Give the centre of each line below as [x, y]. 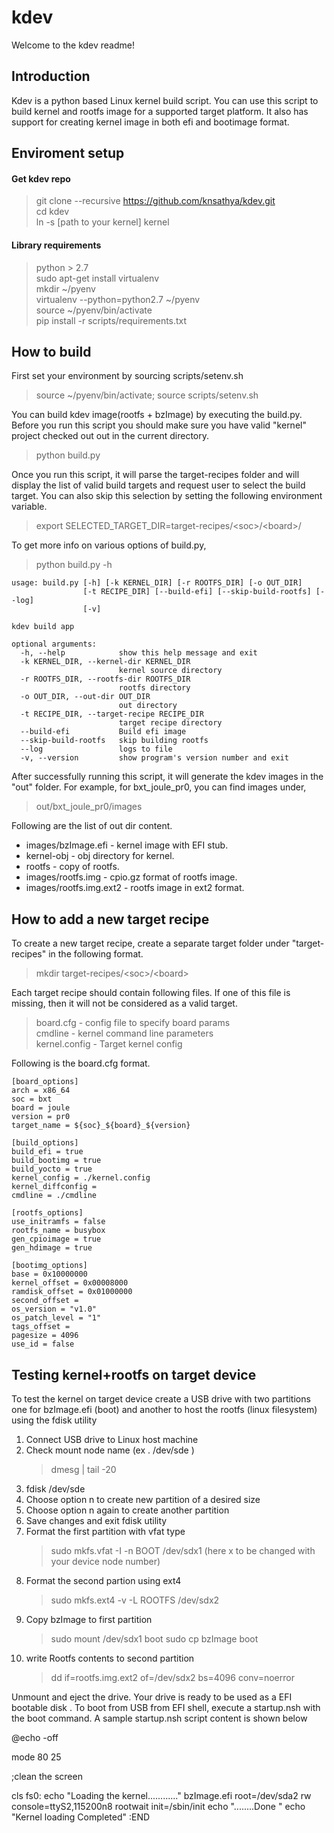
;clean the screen [47, 1776]
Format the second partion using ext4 [103, 1580]
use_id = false [43, 1344]
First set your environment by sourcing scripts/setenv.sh [127, 376]
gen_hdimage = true [52, 1248]
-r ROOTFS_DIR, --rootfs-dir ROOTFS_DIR [105, 679]
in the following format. [96, 954]
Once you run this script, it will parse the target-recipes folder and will [155, 475]
